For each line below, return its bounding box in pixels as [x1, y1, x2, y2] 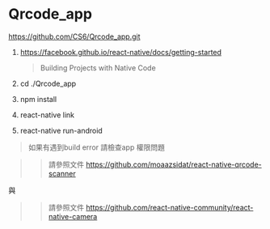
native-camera [48, 211, 98, 221]
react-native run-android [19, 125, 103, 135]
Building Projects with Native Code [40, 62, 156, 73]
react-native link [19, 110, 75, 120]
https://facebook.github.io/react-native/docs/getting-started [19, 47, 222, 57]
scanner [48, 168, 76, 178]
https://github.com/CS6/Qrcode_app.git [8, 32, 141, 41]
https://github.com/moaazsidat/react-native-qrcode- [86, 159, 262, 169]
